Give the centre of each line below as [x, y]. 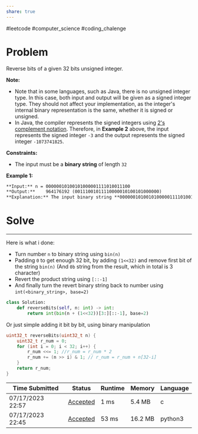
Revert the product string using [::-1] [61, 279]
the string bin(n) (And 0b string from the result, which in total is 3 [94, 267]
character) [27, 273]
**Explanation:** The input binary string [59, 197]
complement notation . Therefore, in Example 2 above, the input [92, 129]
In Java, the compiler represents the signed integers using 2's [90, 122]
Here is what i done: [30, 243]
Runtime [113, 388]
